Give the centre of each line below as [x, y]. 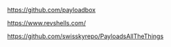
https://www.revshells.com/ [47, 23]
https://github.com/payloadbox [51, 10]
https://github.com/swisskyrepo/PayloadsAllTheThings [85, 36]
